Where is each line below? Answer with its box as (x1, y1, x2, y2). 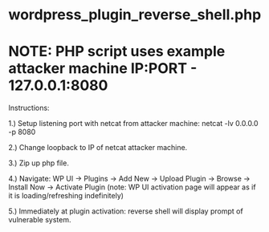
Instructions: (8, 103, 50, 113)
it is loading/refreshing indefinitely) (8, 191, 124, 201)
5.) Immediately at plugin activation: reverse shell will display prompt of (8, 206, 243, 216)
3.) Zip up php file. (8, 158, 70, 168)
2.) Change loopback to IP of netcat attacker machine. (8, 143, 188, 153)
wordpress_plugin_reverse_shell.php (8, 6, 262, 24)
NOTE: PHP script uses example (8, 43, 226, 61)
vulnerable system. (8, 215, 71, 225)
